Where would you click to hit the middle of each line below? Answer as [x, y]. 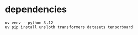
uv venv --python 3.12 [29, 23]
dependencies [36, 9]
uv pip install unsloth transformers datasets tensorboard [69, 27]
